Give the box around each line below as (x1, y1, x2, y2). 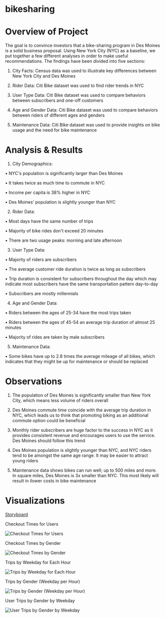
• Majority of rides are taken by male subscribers (5, 334, 105, 340)
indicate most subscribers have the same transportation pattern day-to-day (5, 281, 159, 287)
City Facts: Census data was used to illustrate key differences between (12, 68, 157, 74)
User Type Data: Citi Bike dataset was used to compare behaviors (12, 92, 146, 98)
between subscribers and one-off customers (12, 97, 103, 103)
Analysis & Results (5, 144, 83, 156)
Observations (5, 376, 63, 387)
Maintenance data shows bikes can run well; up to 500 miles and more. (12, 467, 157, 473)
